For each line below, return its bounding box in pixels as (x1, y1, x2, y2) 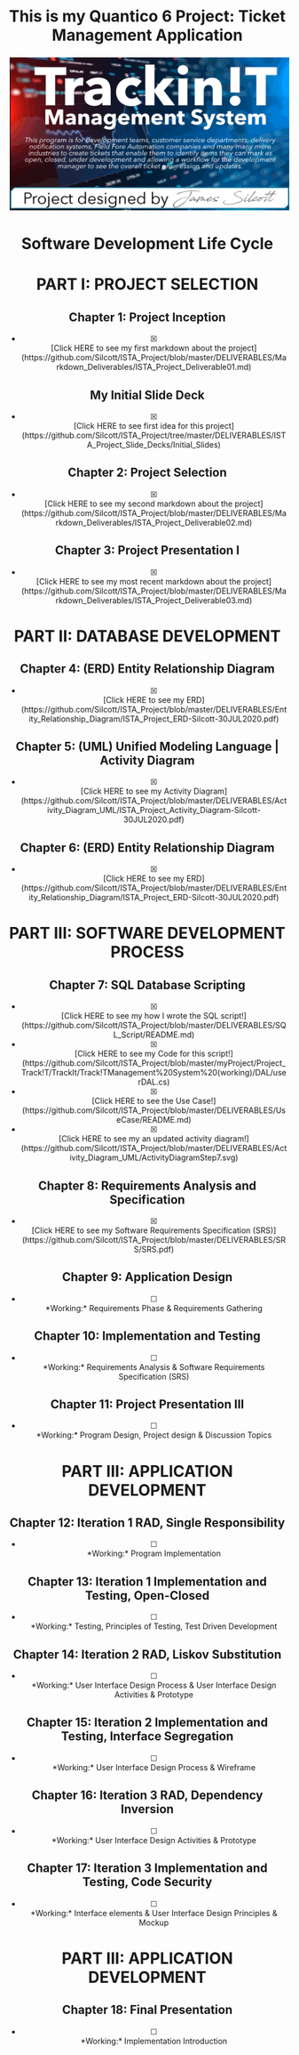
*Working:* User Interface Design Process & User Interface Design (31, 1680, 277, 1691)
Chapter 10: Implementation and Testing (33, 1328, 262, 1344)
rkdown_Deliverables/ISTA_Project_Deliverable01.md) (56, 362, 252, 373)
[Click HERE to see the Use (90, 1096, 191, 1107)
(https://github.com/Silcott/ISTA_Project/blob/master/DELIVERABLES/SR (21, 1235, 287, 1245)
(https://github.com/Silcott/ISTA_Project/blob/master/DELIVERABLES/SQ (21, 1020, 287, 1031)
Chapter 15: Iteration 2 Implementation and (26, 1715, 269, 1730)
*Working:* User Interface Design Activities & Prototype (51, 1834, 257, 1845)
